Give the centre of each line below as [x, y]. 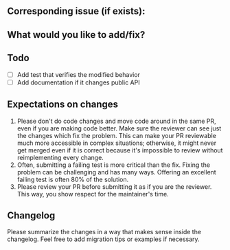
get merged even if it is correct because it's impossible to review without [120, 150]
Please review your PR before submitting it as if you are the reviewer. [114, 186]
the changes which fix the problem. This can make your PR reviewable [116, 135]
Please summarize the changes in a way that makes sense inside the [104, 232]
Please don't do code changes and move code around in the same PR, [116, 121]
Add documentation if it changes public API [78, 82]
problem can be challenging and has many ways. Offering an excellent [116, 172]
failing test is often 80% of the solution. [73, 179]
